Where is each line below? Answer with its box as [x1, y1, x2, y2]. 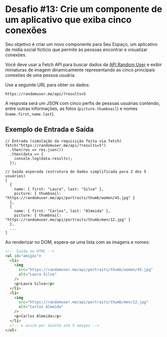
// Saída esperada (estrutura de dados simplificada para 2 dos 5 [5, 169, 146, 174]
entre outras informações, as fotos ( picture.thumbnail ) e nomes [5, 105, 138, 111]
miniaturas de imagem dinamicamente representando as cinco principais [5, 66, 155, 73]
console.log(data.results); [14, 156, 72, 161]
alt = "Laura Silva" [18, 272, 57, 277]
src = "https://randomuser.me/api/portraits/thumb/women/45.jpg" [18, 267, 153, 273]
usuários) [5, 173, 26, 178]
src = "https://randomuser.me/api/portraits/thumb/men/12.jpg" [18, 300, 149, 305]
